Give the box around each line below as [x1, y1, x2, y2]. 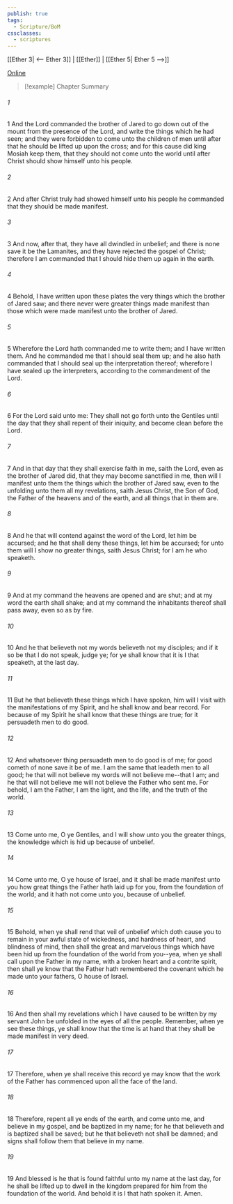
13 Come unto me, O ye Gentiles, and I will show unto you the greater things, [7, 830, 226, 838]
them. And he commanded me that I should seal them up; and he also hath [7, 352, 221, 360]
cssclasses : [7, 29, 42, 37]
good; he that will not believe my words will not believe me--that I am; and [7, 770, 220, 778]
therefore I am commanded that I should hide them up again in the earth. [7, 254, 216, 262]
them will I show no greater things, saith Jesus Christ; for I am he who [7, 545, 207, 555]
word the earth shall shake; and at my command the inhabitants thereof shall [7, 598, 227, 607]
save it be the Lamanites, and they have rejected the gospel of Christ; [7, 247, 207, 255]
